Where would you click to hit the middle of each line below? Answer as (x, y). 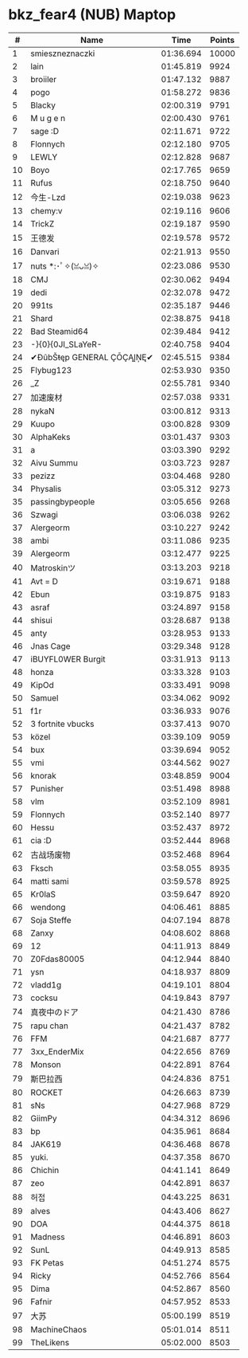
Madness (48, 1237)
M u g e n (48, 118)
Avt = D (44, 581)
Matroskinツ (53, 567)
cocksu (44, 998)
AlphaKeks (50, 437)
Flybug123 (51, 370)
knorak (44, 775)
